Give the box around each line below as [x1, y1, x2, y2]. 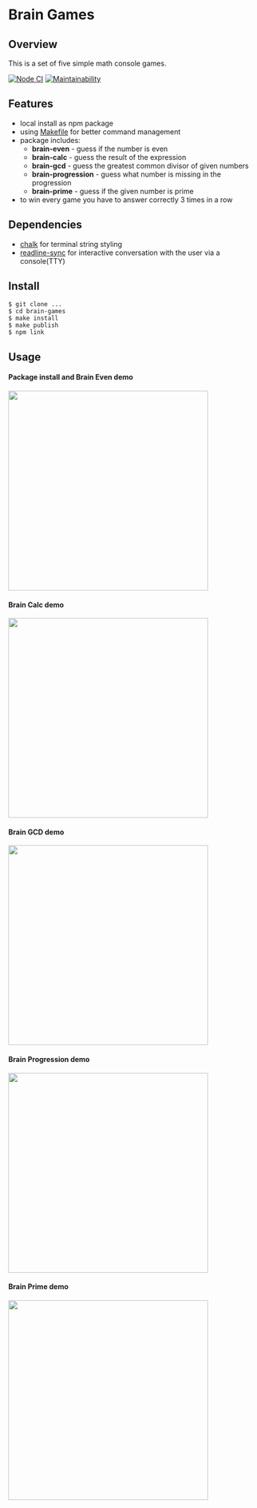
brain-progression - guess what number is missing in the [31, 169, 222, 179]
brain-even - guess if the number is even [31, 144, 168, 153]
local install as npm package [19, 118, 114, 128]
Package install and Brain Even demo [8, 372, 133, 382]
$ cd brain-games [8, 308, 66, 316]
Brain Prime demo [8, 1282, 69, 1291]
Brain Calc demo [8, 599, 65, 609]
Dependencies [8, 218, 82, 232]
